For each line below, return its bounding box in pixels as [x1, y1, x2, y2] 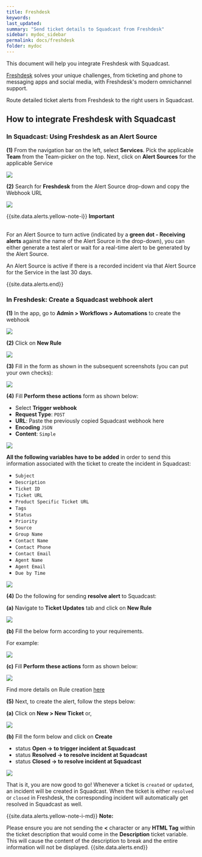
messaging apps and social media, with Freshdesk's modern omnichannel [6, 78, 192, 86]
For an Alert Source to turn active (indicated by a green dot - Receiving [6, 230, 186, 238]
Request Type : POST [15, 410, 66, 418]
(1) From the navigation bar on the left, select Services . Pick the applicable [6, 146, 193, 153]
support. [6, 84, 28, 92]
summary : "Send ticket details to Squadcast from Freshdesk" [6, 26, 165, 32]
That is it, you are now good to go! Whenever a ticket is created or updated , [6, 781, 194, 788]
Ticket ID [15, 486, 41, 492]
